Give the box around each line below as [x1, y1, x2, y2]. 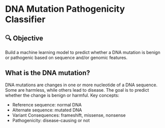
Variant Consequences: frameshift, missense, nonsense [12, 112, 126, 118]
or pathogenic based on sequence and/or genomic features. [5, 55, 128, 60]
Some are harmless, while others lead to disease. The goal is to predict [5, 87, 149, 93]
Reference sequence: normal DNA [12, 102, 82, 107]
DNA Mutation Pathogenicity [5, 3, 125, 15]
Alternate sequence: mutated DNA [12, 107, 82, 113]
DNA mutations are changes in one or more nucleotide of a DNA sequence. [5, 82, 158, 88]
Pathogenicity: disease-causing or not [12, 117, 90, 123]
